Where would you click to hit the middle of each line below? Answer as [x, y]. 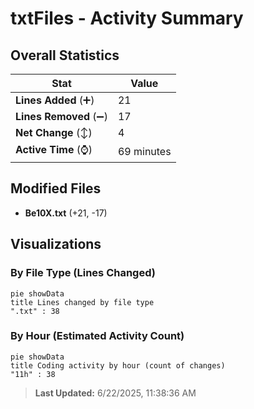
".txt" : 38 [35, 311]
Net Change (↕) [54, 132]
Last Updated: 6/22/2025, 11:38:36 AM [115, 393]
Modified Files [56, 188]
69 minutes [144, 151]
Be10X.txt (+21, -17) [66, 213]
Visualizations [56, 244]
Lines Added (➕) [55, 100]
